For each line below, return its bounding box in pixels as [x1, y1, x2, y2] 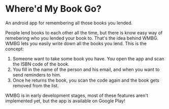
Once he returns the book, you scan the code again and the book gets [12, 77, 160, 83]
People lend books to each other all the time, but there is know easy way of [5, 29, 163, 35]
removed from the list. [12, 82, 59, 89]
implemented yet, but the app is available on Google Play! [5, 97, 125, 104]
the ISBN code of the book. [12, 61, 70, 67]
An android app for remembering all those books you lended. [5, 20, 133, 26]
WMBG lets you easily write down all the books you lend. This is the [5, 40, 147, 46]
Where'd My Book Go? [5, 3, 102, 15]
